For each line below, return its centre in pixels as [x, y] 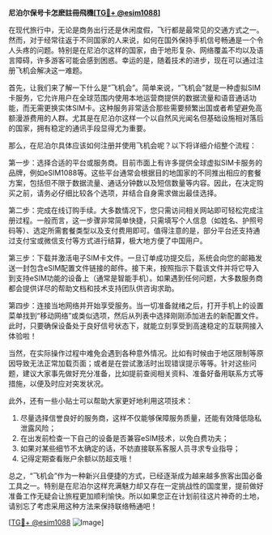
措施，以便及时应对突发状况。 [58, 383]
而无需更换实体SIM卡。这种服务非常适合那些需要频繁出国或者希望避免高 [142, 108]
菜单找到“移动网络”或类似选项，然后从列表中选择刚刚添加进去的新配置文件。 [136, 316]
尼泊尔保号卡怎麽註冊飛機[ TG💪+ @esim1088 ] [85, 13]
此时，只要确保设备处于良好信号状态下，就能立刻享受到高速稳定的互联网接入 [136, 326]
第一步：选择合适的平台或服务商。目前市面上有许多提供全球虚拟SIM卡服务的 [136, 163]
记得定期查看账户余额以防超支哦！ [77, 458]
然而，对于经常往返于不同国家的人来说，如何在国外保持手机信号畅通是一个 [132, 40]
